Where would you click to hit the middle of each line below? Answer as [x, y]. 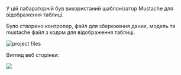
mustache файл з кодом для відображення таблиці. [71, 32]
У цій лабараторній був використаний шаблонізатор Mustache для [90, 8]
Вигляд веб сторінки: [33, 55]
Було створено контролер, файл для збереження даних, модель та [91, 26]
